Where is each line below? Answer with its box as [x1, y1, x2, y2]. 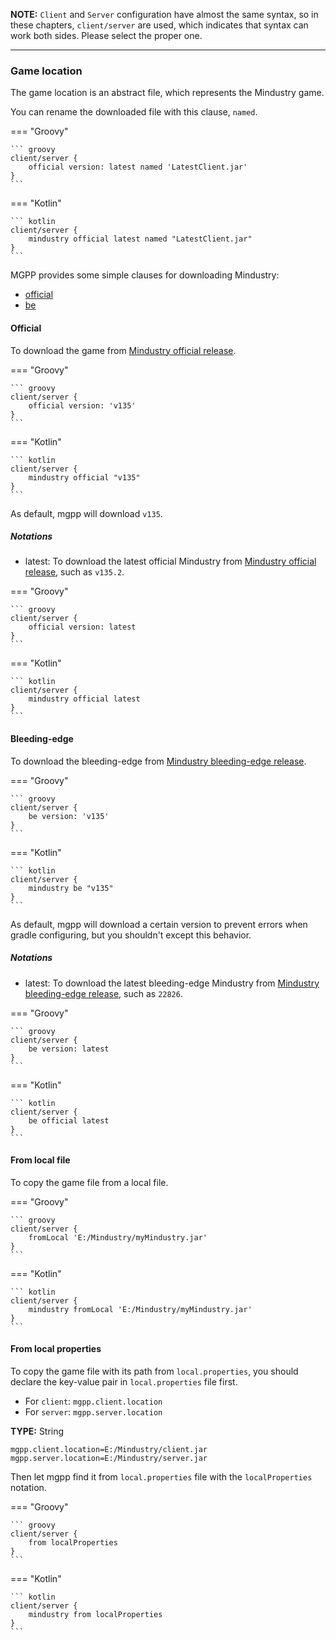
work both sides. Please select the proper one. [10, 30, 203, 41]
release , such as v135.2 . [24, 566, 125, 578]
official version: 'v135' [28, 400, 137, 411]
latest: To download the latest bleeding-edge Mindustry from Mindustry [24, 977, 320, 989]
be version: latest [28, 1044, 110, 1054]
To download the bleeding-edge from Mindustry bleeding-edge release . [10, 755, 307, 767]
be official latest [28, 1115, 110, 1126]
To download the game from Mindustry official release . [10, 344, 237, 356]
